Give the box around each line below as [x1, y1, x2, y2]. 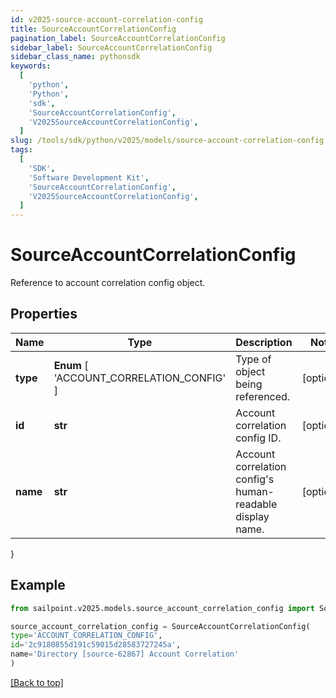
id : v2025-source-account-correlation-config [10, 14, 203, 25]
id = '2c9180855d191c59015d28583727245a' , [10, 640, 182, 650]
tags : [10, 145, 33, 155]
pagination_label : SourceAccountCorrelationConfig [10, 33, 226, 43]
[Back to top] [10, 676, 64, 688]
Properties [10, 306, 78, 323]
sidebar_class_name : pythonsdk [10, 52, 141, 62]
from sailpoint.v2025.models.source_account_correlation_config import [10, 603, 315, 613]
